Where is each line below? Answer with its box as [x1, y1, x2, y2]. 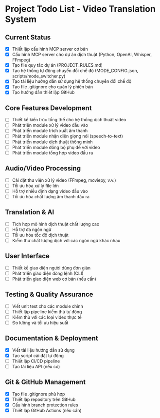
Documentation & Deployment [5, 334, 98, 342]
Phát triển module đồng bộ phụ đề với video [12, 144, 101, 150]
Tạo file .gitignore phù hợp [12, 391, 65, 397]
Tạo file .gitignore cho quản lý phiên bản [12, 84, 93, 90]
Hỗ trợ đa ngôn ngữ [12, 227, 52, 232]
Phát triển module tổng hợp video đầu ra [12, 150, 93, 155]
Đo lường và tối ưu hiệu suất [12, 320, 69, 325]
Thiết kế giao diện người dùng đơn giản [12, 265, 91, 271]
